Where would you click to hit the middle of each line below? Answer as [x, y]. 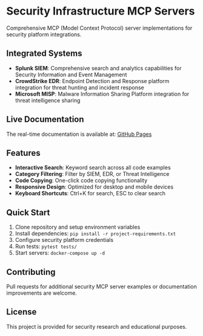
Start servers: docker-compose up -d [60, 253]
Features [23, 153]
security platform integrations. [44, 34]
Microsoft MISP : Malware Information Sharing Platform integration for [102, 94]
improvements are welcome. [42, 293]
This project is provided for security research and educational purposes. [97, 326]
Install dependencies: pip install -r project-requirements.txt [95, 234]
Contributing [31, 272]
